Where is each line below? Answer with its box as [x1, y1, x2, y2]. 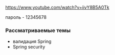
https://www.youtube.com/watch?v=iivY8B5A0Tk [5, 5, 110, 10]
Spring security [12, 44, 45, 50]
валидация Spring [12, 38, 52, 45]
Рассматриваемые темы [5, 26, 71, 34]
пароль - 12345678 [5, 14, 47, 20]
